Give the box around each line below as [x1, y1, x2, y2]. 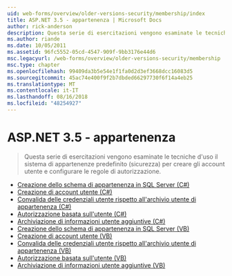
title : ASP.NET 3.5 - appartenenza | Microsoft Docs [7, 17, 162, 23]
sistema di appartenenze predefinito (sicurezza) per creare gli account [23, 159, 225, 168]
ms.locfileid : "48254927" [7, 100, 81, 107]
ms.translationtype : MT [7, 81, 76, 88]
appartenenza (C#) [17, 202, 72, 210]
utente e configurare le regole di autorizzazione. [23, 167, 162, 175]
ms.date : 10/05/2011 [7, 42, 67, 49]
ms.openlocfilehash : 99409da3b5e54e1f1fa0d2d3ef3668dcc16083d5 [7, 68, 193, 75]
